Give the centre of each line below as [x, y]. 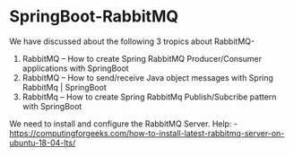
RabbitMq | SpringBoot [65, 87]
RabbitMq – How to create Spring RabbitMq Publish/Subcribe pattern [149, 97]
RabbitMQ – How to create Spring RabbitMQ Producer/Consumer [142, 58]
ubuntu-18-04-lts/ [43, 143]
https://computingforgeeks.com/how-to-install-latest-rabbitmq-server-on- [147, 133]
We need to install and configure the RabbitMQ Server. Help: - [124, 124]
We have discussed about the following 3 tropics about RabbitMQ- [132, 41]
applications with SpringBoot [75, 68]
